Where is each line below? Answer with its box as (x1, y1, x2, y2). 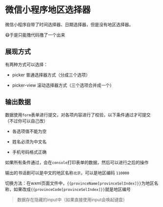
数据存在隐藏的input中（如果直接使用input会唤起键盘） (17, 196, 127, 203)
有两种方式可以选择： (5, 62, 48, 67)
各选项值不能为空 (12, 128, 47, 134)
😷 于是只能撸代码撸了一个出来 (5, 32, 65, 38)
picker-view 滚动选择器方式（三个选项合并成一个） (12, 82, 115, 88)
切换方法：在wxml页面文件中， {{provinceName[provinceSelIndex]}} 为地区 (5, 180, 155, 186)
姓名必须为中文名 (12, 139, 47, 145)
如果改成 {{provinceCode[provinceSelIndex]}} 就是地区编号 (13, 186, 131, 192)
